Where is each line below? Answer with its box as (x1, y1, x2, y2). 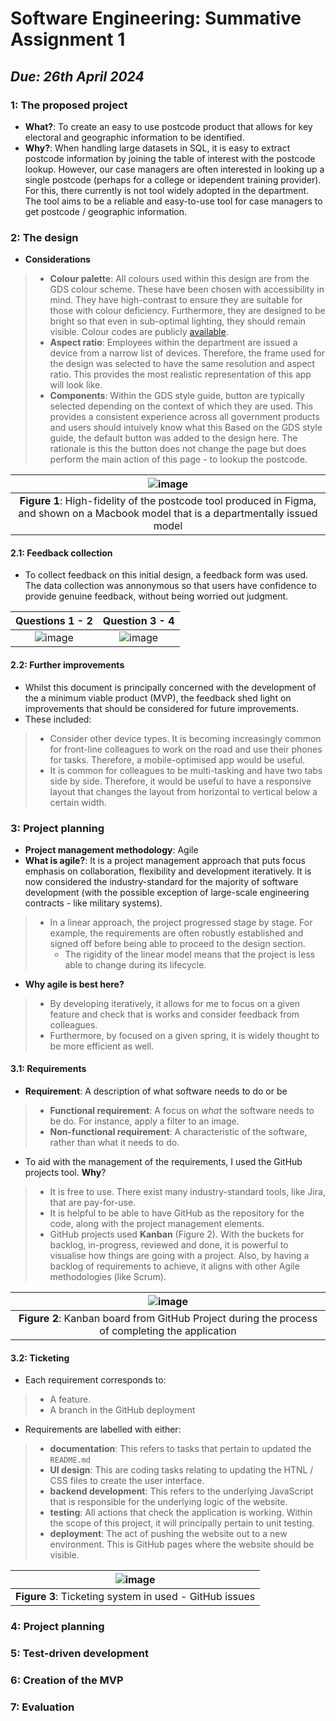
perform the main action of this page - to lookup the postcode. (49, 453, 308, 466)
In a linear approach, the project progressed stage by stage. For (49, 916, 313, 928)
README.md (49, 1455, 92, 1466)
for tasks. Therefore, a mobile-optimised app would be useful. (49, 753, 306, 766)
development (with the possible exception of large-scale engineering (24, 886, 310, 898)
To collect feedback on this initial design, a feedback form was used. (24, 569, 309, 581)
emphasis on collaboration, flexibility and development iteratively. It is (24, 865, 312, 877)
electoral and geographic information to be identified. (24, 131, 245, 143)
